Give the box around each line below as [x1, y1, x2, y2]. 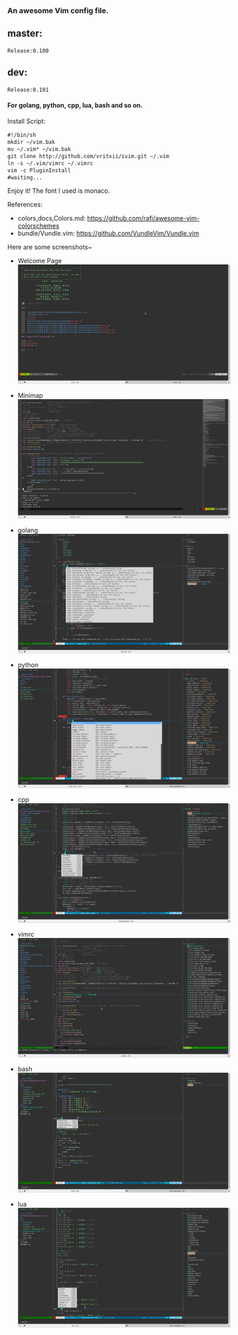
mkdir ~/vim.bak [7, 138, 55, 145]
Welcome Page [17, 256, 62, 264]
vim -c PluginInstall [7, 167, 72, 174]
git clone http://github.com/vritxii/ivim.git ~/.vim [7, 152, 170, 160]
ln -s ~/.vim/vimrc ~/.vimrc [7, 160, 93, 167]
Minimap [17, 391, 44, 399]
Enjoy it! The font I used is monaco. [7, 186, 110, 195]
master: [7, 28, 42, 40]
